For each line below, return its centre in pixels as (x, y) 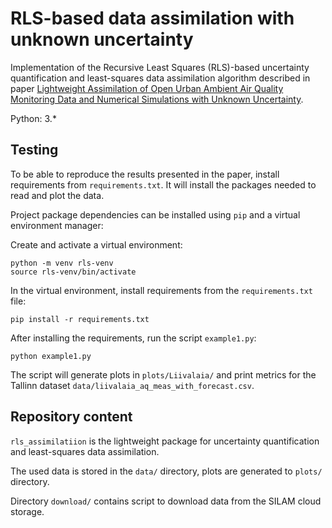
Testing (34, 150)
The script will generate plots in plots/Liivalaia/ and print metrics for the (163, 374)
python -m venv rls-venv (62, 263)
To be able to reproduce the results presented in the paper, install (145, 174)
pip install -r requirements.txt (80, 319)
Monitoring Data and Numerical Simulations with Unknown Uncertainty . (157, 99)
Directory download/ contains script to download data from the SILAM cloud (166, 501)
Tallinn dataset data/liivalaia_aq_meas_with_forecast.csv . (132, 385)
